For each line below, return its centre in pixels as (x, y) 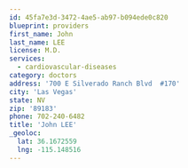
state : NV (27, 100)
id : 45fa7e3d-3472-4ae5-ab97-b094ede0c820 (89, 17)
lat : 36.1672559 (47, 141)
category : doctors (43, 76)
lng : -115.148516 (49, 149)
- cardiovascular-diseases (67, 68)
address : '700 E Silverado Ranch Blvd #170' (94, 84)
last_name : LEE (37, 42)
